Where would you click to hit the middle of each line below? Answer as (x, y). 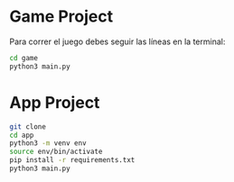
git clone (28, 127)
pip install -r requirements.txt (72, 160)
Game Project (61, 17)
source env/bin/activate (56, 152)
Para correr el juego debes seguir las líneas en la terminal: (117, 41)
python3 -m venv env (48, 143)
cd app (22, 135)
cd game (24, 58)
